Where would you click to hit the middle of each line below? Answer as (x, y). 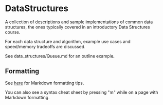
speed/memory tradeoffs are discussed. (45, 46)
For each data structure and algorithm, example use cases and (68, 41)
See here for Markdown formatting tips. (45, 83)
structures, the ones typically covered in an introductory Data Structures (78, 27)
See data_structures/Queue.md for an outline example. (60, 56)
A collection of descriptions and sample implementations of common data (79, 22)
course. (13, 32)
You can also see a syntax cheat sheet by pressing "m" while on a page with (81, 92)
